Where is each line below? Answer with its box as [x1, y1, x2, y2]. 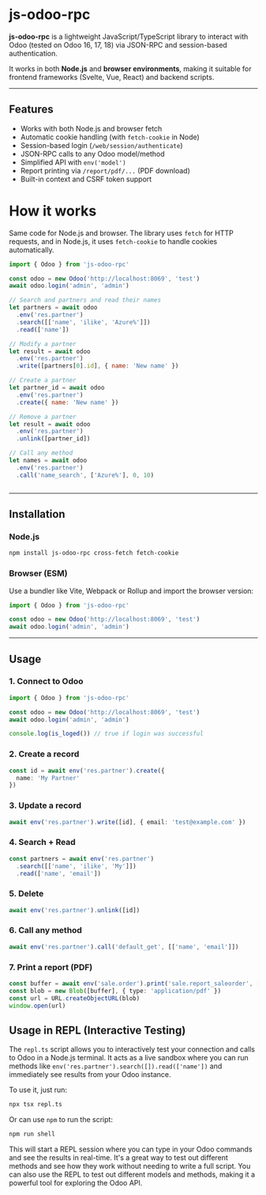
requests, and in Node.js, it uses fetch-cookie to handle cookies [9, 236, 218, 246]
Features [9, 103, 54, 116]
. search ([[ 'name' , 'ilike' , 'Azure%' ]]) [16, 318, 151, 326]
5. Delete [9, 889, 44, 900]
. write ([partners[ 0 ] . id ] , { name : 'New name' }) [16, 362, 179, 370]
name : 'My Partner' [16, 774, 81, 782]
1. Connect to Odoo [9, 676, 84, 687]
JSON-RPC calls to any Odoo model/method [20, 149, 165, 158]
